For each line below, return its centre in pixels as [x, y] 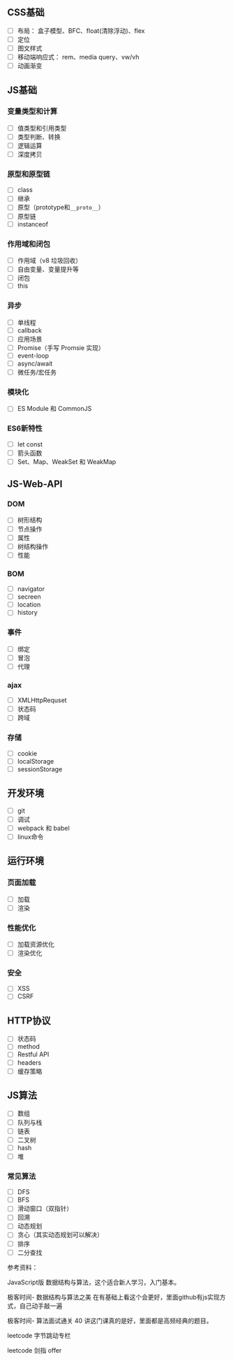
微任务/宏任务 [37, 372]
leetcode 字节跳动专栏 [39, 1335]
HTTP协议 [29, 1020]
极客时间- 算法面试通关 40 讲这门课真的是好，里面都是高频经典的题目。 [110, 1320]
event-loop [33, 356]
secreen [29, 597]
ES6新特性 [25, 428]
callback [29, 330]
